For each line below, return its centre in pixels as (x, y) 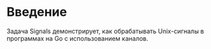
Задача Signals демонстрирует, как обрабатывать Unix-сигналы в (105, 31)
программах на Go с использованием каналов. (77, 38)
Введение (37, 12)
